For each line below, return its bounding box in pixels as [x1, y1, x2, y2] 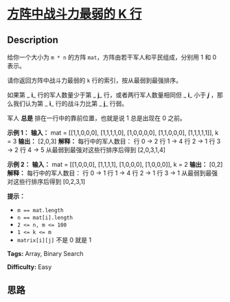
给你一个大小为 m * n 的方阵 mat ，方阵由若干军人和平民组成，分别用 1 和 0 [7, 53, 217, 61]
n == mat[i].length [16, 214, 73, 221]
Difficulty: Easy [7, 263, 52, 271]
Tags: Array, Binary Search [7, 250, 84, 257]
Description [7, 34, 58, 45]
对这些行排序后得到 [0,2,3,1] [7, 178, 86, 185]
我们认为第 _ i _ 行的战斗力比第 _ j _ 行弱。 [12, 100, 128, 107]
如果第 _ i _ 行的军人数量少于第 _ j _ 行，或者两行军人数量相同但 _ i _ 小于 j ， [7, 91, 218, 99]
